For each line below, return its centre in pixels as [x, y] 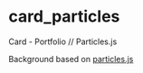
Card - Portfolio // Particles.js [63, 41]
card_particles [64, 17]
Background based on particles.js [71, 59]
